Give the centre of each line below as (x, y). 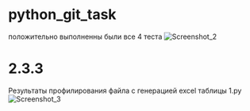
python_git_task (62, 15)
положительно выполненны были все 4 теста (85, 36)
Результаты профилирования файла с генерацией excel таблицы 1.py (125, 90)
